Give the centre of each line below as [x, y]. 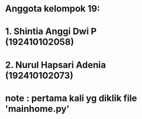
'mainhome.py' [37, 109]
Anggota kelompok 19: [53, 9]
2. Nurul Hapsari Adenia [56, 65]
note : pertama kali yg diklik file [71, 98]
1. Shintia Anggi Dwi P [51, 32]
